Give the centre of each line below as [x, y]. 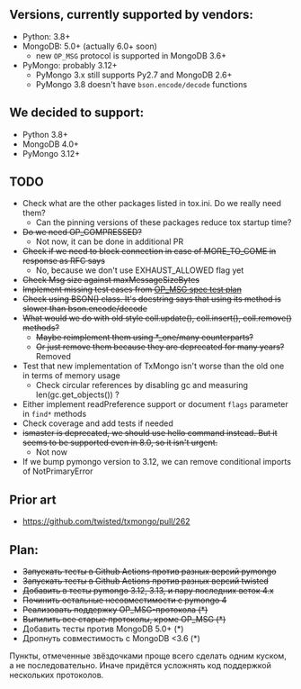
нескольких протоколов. [57, 675]
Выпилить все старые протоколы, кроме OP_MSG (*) [124, 620]
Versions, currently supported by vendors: [132, 15]
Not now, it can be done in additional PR [110, 241]
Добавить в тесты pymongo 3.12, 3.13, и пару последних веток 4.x [148, 591]
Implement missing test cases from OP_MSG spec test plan [132, 290]
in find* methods [54, 414]
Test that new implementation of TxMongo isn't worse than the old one [153, 366]
